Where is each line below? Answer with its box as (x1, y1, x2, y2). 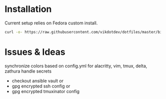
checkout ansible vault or (11, 78, 64, 84)
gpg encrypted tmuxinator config (11, 88, 80, 94)
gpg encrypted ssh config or (11, 83, 70, 89)
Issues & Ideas (4, 46, 65, 58)
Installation (4, 3, 52, 15)
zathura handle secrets (4, 68, 52, 74)
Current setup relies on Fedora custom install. (4, 20, 98, 26)
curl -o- (4, 29, 23, 34)
